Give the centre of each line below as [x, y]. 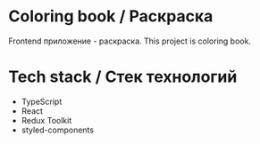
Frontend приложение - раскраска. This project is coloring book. [130, 41]
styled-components [58, 130]
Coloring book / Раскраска [111, 16]
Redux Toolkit [46, 120]
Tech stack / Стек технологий [123, 77]
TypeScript [42, 101]
